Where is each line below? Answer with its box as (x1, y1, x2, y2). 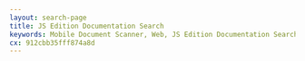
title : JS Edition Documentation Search (9, 22, 165, 30)
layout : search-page (9, 13, 88, 22)
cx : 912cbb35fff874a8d (9, 38, 95, 48)
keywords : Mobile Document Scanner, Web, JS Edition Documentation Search (9, 30, 299, 39)
